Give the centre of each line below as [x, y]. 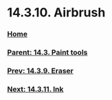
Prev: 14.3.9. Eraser [41, 71]
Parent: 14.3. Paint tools [47, 53]
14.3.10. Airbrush [56, 13]
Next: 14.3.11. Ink [35, 89]
